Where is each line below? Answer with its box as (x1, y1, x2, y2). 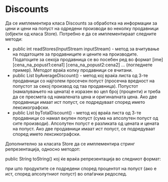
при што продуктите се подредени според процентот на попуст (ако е (5, 165, 157, 171)
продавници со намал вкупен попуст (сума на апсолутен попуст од (12, 115, 158, 121)
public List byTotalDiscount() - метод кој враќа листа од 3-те (12, 109, 142, 116)
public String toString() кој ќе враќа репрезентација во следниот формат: (5, 155, 161, 161)
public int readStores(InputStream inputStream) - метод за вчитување (12, 46, 159, 52)
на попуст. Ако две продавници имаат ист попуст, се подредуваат (12, 125, 155, 131)
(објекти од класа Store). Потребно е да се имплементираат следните (5, 31, 157, 37)
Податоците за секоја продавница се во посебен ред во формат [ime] (12, 56, 163, 62)
